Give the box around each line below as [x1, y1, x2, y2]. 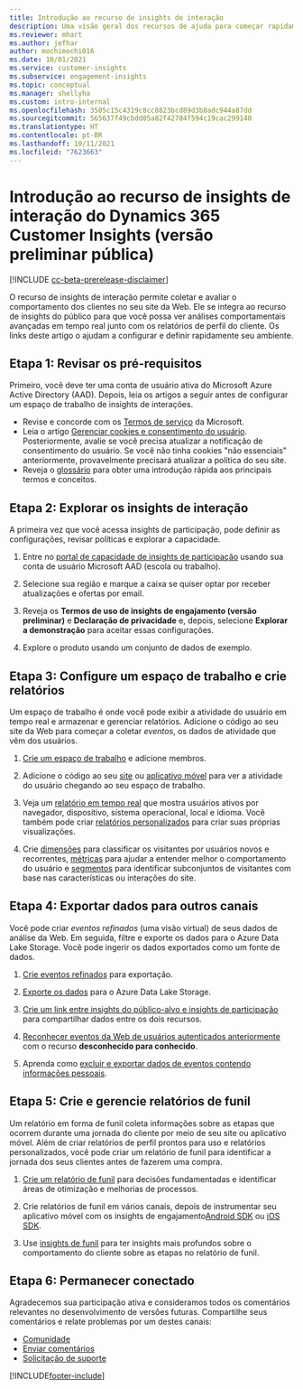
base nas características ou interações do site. [22, 872, 197, 883]
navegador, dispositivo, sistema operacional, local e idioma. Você [22, 807, 266, 817]
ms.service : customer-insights [9, 64, 127, 73]
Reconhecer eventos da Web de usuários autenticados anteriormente [22, 1030, 281, 1041]
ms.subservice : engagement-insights [9, 72, 147, 81]
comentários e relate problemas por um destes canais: [9, 1316, 212, 1328]
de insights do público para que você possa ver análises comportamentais [9, 311, 286, 322]
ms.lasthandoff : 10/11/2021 [9, 139, 115, 148]
